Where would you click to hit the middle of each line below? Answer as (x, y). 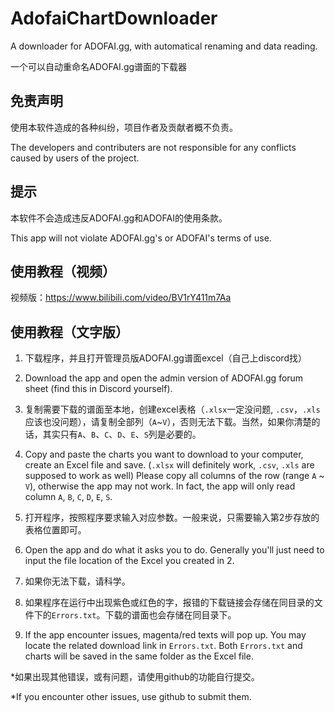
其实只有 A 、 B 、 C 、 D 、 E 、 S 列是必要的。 (122, 434)
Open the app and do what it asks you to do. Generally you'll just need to (174, 550)
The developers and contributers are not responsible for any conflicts (153, 147)
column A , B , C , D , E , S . (68, 497)
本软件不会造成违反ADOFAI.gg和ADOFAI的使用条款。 (119, 218)
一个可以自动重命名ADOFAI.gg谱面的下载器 (99, 66)
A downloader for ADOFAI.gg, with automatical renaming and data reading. (164, 46)
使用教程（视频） (63, 271)
